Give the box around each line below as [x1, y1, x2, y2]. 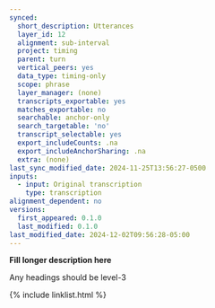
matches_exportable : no [17, 105, 106, 114]
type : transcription [25, 189, 102, 198]
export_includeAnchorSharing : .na [17, 146, 146, 155]
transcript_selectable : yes [17, 130, 123, 139]
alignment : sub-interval [17, 38, 110, 48]
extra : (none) [17, 154, 70, 164]
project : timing [17, 47, 78, 56]
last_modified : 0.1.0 [17, 222, 99, 231]
